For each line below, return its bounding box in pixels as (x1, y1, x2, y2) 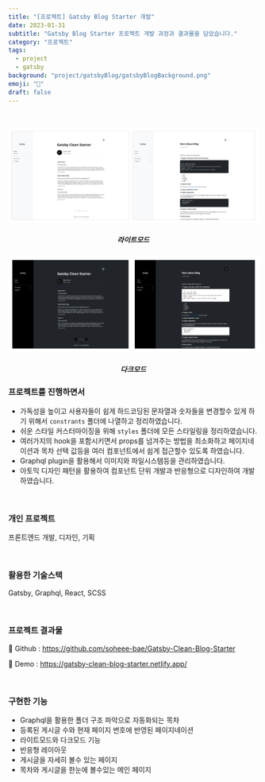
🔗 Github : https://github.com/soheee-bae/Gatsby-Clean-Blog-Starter (8, 644, 236, 653)
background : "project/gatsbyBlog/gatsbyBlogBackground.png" (8, 72, 212, 79)
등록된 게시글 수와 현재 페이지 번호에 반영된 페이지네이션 (19, 726, 194, 735)
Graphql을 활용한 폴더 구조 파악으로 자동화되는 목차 (19, 715, 180, 725)
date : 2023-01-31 (8, 21, 66, 29)
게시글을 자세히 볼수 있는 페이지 (19, 755, 117, 765)
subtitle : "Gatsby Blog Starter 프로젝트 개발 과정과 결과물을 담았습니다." (8, 29, 238, 37)
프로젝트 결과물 (8, 625, 63, 636)
